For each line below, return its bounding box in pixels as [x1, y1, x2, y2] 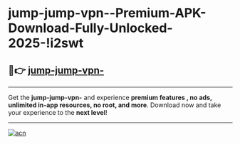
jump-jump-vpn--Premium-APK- [8, 5, 207, 21]
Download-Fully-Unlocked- [8, 20, 173, 36]
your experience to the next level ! [8, 109, 108, 116]
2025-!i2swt [8, 35, 84, 51]
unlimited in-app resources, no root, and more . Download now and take [8, 101, 221, 109]
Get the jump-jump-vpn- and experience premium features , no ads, [8, 94, 212, 101]
